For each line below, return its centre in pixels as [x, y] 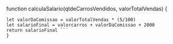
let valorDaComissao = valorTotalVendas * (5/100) [71, 20]
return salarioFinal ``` [37, 30]
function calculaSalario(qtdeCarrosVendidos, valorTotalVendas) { [87, 9]
